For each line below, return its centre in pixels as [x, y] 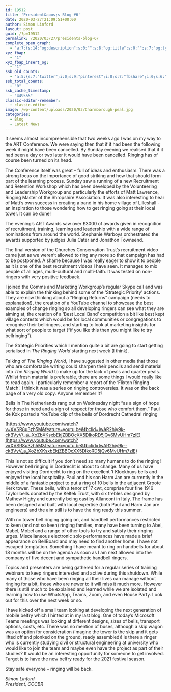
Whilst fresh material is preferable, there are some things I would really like [83, 377]
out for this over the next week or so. [44, 600]
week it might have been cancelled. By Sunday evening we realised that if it [84, 149]
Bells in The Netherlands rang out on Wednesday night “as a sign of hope [82, 403]
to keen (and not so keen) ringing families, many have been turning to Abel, [84, 525]
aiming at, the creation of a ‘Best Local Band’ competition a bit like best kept [85, 314]
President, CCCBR [24, 684]
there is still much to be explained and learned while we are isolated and [81, 589]
